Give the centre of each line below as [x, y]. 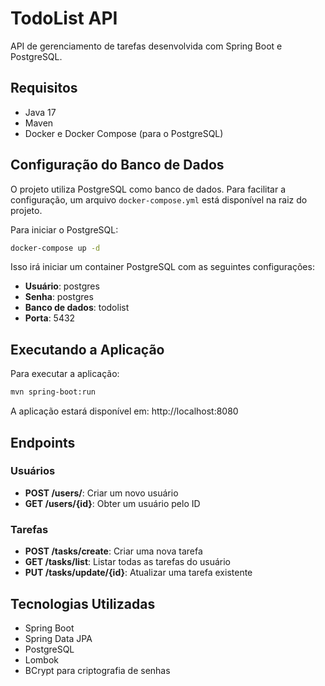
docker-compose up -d [55, 248]
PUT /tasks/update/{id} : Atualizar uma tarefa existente [138, 573]
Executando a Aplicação [87, 349]
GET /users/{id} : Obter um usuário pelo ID [112, 503]
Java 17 [40, 112]
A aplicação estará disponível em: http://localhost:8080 [124, 411]
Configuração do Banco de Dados [117, 165]
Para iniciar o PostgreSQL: [64, 229]
